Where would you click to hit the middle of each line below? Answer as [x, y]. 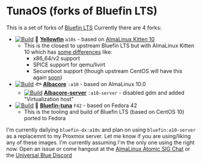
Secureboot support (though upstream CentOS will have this [108, 71]
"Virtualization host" [49, 99]
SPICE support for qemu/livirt [69, 65]
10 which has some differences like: [68, 51]
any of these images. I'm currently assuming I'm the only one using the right [100, 142]
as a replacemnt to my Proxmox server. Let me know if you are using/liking [99, 136]
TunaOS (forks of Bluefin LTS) [82, 11]
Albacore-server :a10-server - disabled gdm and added [114, 92]
